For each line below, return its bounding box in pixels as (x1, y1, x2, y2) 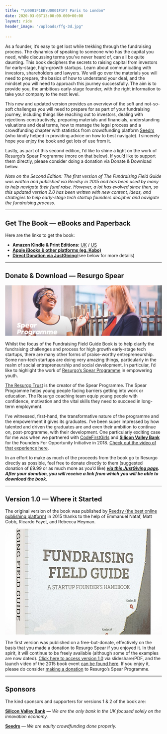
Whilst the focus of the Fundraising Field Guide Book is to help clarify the (5, 341, 155, 347)
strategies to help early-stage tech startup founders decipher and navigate (5, 195, 160, 201)
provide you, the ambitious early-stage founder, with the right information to (5, 86, 161, 92)
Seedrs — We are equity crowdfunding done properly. (5, 723, 117, 729)
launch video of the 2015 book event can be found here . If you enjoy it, (5, 661, 150, 667)
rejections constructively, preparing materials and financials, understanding (5, 117, 160, 123)
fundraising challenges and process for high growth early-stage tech (5, 346, 146, 352)
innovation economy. (5, 713, 48, 719)
